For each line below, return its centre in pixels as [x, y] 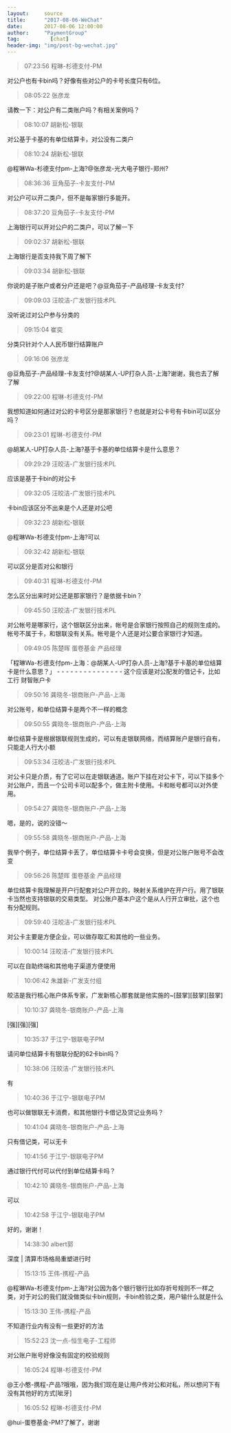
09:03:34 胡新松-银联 [54, 271]
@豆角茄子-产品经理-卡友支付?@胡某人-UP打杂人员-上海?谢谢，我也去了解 [113, 373]
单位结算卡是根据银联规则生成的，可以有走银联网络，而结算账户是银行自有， [115, 739]
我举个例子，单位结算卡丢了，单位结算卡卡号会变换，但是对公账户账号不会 [112, 852]
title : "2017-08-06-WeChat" [55, 20]
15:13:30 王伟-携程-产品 [57, 1311]
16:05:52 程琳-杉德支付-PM [63, 1408]
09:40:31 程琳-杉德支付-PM [63, 581]
